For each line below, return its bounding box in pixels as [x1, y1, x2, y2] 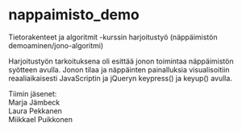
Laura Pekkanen [8, 106, 63, 116]
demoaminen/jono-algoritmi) [8, 40, 104, 50]
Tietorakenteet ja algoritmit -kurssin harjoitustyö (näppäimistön [8, 32, 218, 42]
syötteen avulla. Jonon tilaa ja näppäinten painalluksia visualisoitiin [8, 64, 230, 74]
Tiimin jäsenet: [8, 88, 57, 98]
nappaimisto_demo [8, 6, 140, 24]
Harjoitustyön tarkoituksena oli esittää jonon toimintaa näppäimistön [8, 56, 234, 66]
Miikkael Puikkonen [8, 114, 73, 124]
